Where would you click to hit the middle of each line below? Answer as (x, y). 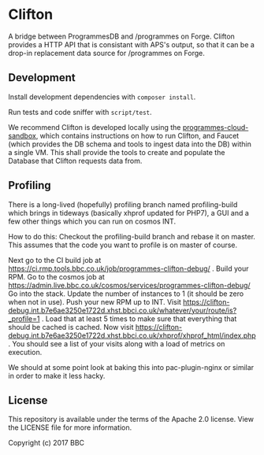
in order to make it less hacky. (57, 375)
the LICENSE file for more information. (70, 427)
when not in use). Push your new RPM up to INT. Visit (95, 301)
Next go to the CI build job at (55, 260)
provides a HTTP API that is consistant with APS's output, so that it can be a (131, 44)
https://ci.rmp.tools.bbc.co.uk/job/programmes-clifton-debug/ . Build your (129, 268)
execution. (25, 352)
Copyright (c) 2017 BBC (46, 443)
